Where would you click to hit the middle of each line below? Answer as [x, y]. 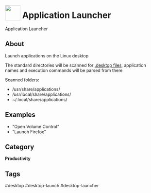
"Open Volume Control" [36, 126]
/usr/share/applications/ [36, 89]
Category [20, 147]
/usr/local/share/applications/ [42, 94]
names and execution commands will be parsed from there [64, 70]
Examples [20, 115]
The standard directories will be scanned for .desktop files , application [76, 65]
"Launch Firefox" [29, 132]
